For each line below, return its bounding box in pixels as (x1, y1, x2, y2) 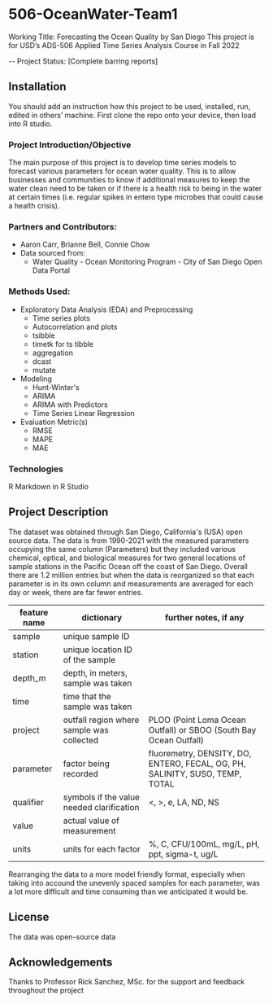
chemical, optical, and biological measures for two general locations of (8, 553, 246, 563)
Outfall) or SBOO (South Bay (148, 724, 257, 735)
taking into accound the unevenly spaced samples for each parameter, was (8, 878, 260, 887)
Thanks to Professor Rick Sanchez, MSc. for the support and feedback (8, 977, 245, 987)
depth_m (12, 672, 46, 684)
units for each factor (63, 843, 141, 855)
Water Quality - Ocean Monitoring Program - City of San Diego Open (32, 257, 262, 267)
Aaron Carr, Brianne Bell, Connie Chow (19, 239, 150, 249)
